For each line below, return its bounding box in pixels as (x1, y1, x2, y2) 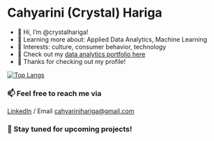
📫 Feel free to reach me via (7, 88, 102, 98)
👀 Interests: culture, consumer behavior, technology (17, 42, 167, 51)
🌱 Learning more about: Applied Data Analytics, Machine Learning (17, 35, 208, 43)
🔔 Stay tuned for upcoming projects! (7, 124, 132, 134)
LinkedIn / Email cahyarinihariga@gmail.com (7, 107, 135, 115)
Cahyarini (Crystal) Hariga (7, 5, 162, 21)
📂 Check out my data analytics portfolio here (17, 50, 146, 58)
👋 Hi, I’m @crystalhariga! (17, 28, 89, 36)
